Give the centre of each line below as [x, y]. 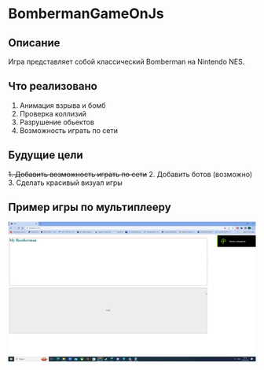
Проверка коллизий [53, 113]
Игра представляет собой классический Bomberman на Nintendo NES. [126, 61]
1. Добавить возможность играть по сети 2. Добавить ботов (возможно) [130, 174]
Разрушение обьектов [57, 122]
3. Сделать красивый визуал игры [66, 183]
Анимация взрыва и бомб [62, 105]
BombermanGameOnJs [86, 14]
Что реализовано [53, 86]
